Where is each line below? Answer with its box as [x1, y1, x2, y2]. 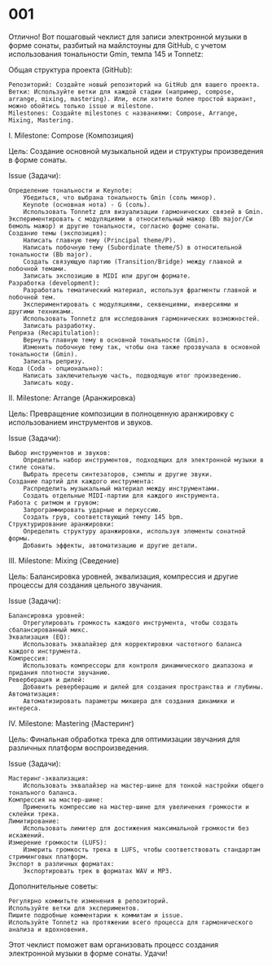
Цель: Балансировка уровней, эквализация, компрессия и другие [8, 571, 239, 581]
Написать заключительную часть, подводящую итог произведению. [23, 371, 243, 379]
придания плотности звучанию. [8, 668, 112, 676]
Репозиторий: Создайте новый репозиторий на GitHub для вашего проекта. [8, 81, 261, 89]
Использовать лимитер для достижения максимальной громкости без [23, 824, 250, 833]
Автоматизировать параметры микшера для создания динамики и [23, 697, 235, 705]
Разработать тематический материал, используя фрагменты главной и [23, 286, 257, 294]
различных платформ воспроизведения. [8, 742, 149, 753]
